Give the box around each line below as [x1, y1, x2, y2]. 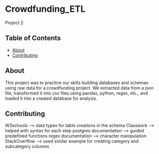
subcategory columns [5, 144, 50, 150]
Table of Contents [5, 34, 61, 42]
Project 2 [5, 20, 24, 26]
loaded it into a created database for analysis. [5, 95, 98, 101]
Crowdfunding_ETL [5, 3, 86, 15]
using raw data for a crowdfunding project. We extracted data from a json [5, 85, 154, 91]
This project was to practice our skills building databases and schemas [5, 80, 149, 86]
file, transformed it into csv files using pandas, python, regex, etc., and [5, 90, 148, 96]
